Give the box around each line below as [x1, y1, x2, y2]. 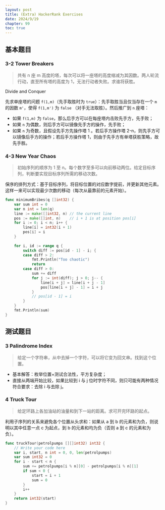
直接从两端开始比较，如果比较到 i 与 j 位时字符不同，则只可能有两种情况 [12, 377, 159, 383]
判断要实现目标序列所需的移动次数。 [26, 171, 100, 177]
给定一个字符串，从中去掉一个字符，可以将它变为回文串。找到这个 [17, 355, 152, 360]
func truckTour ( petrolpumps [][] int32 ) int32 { [5, 441, 106, 446]
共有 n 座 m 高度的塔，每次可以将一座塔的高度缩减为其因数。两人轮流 [17, 72, 160, 78]
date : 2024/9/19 [5, 16, 39, 21]
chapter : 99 [5, 21, 30, 26]
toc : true [5, 26, 26, 31]
